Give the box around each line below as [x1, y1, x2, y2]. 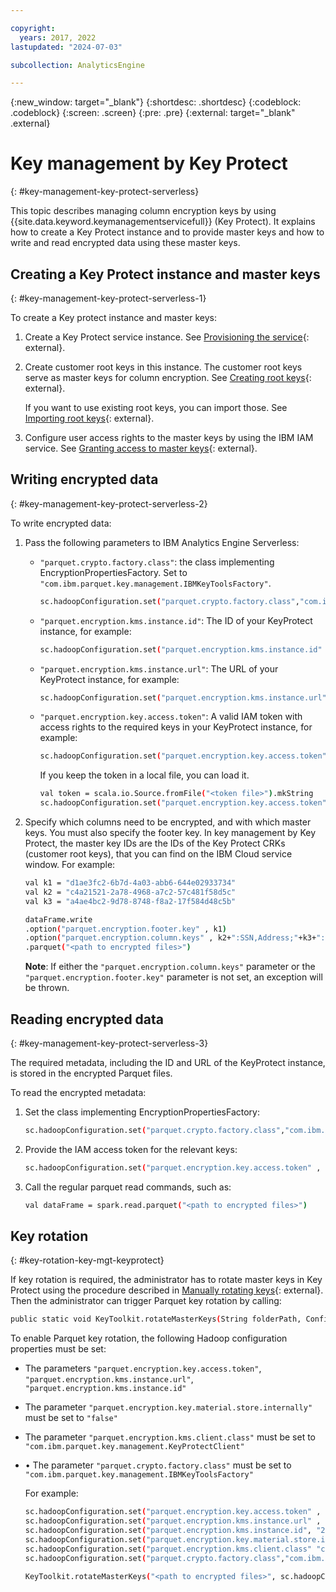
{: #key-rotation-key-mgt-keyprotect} [10, 1254, 165, 1266]
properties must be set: [10, 1343, 107, 1355]
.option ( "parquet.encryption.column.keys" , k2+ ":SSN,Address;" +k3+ [24, 933, 317, 943]
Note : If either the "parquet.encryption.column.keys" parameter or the [24, 961, 316, 973]
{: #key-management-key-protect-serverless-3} [10, 1037, 209, 1049]
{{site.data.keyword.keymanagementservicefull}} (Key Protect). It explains [10, 216, 316, 228]
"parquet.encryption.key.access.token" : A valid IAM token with [39, 711, 303, 723]
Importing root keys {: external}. [24, 412, 155, 424]
